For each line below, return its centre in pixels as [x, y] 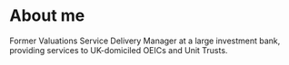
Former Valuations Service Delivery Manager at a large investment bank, [145, 41]
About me [47, 16]
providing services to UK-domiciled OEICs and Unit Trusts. [119, 50]
